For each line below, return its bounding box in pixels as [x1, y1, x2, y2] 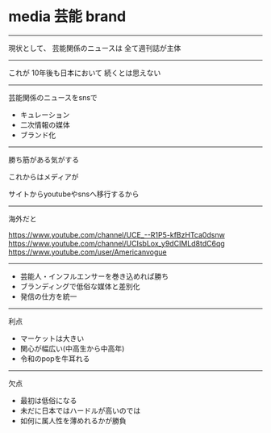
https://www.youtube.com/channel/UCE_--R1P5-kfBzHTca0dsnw [8, 229, 226, 239]
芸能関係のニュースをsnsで [8, 92, 98, 102]
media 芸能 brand [8, 7, 127, 26]
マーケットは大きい [19, 333, 85, 343]
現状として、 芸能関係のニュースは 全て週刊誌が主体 [8, 43, 181, 53]
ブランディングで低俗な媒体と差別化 [19, 281, 140, 291]
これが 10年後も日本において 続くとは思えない [8, 68, 161, 78]
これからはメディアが [8, 171, 79, 182]
